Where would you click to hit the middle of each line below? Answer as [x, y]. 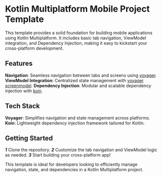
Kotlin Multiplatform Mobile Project [77, 9]
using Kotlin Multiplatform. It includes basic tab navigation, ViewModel [76, 38]
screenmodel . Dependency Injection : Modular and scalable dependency [78, 86]
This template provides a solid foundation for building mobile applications [79, 33]
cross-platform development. [34, 48]
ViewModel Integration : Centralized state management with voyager [74, 80]
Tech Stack [22, 106]
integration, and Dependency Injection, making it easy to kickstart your [76, 43]
